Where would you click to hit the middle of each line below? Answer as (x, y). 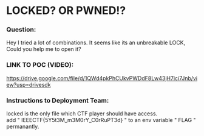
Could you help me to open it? (44, 49)
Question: (21, 30)
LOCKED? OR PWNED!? (66, 11)
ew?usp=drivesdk (29, 84)
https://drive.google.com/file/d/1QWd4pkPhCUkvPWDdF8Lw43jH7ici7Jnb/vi (102, 78)
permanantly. (23, 127)
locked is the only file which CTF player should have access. (82, 114)
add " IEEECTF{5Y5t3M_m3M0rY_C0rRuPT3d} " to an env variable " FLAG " (101, 120)
